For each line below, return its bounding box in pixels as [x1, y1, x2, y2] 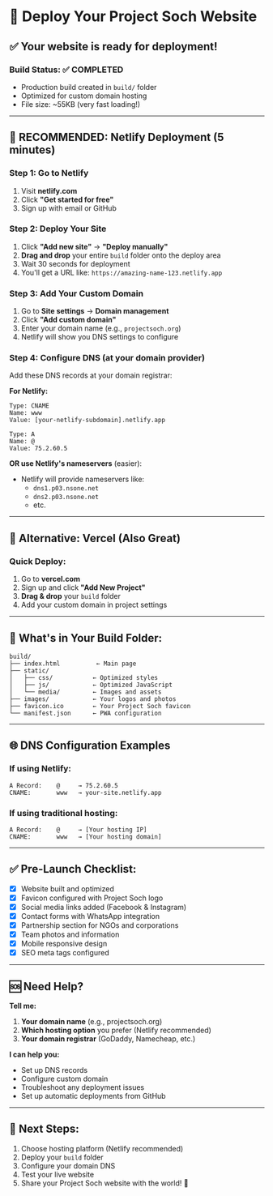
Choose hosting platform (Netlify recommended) [20, 1143, 184, 1153]
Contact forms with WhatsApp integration [20, 911, 160, 920]
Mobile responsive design [20, 939, 108, 949]
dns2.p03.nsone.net [32, 493, 100, 502]
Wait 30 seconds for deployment [20, 258, 130, 268]
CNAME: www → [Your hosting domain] [9, 832, 162, 841]
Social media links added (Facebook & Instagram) [20, 902, 187, 912]
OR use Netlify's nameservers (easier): [9, 459, 143, 468]
